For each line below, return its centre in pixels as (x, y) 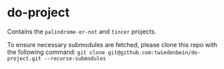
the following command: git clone (56, 52)
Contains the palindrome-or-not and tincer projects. (82, 31)
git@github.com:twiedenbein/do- (154, 53)
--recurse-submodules (75, 58)
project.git (24, 58)
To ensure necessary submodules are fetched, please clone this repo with (112, 44)
